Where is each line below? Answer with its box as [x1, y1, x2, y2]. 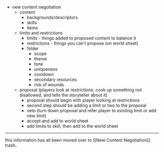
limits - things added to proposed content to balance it [26, 35, 136, 41]
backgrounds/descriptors [26, 15, 78, 20]
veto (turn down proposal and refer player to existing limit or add [26, 108, 157, 114]
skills [26, 19, 38, 25]
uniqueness [34, 66, 58, 72]
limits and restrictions [19, 30, 63, 36]
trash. [5, 142, 17, 148]
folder [26, 46, 39, 51]
